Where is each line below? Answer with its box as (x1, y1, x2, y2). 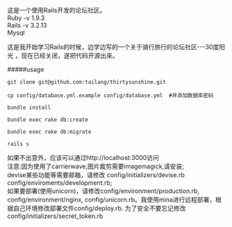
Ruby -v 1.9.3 (7, 14, 45, 22)
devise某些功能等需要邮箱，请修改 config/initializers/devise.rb (7, 171, 185, 179)
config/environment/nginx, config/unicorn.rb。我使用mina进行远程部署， (7, 196, 216, 203)
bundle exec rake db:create (7, 116, 89, 123)
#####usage (7, 65, 44, 73)
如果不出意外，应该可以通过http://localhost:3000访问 (7, 154, 160, 161)
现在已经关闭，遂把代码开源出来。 (20, 51, 119, 60)
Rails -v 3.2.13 (7, 21, 47, 29)
